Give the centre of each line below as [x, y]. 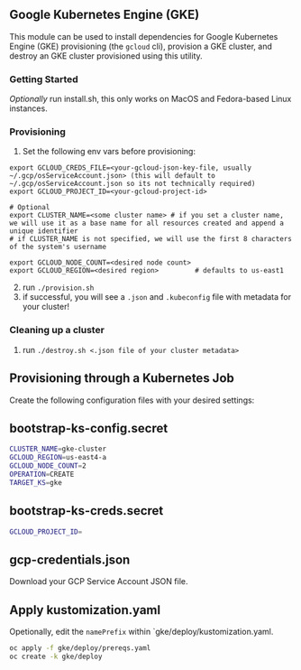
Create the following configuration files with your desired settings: [132, 400]
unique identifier [44, 231]
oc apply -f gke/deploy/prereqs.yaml [80, 648]
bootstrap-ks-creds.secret [87, 511]
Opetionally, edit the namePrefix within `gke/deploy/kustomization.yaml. [141, 632]
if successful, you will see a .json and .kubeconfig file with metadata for [157, 297]
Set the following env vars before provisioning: [109, 152]
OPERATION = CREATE [42, 474]
